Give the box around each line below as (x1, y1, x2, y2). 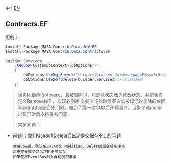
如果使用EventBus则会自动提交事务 (12, 154, 77, 159)
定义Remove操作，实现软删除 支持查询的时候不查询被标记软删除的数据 (17, 98, 165, 104)
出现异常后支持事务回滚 (17, 111, 67, 117)
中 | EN (5, 5, 20, 11)
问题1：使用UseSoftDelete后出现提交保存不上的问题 (12, 132, 121, 139)
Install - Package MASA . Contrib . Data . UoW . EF (5, 44, 97, 49)
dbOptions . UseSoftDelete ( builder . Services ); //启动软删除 (23, 77, 143, 83)
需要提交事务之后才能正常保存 (12, 149, 66, 154)
